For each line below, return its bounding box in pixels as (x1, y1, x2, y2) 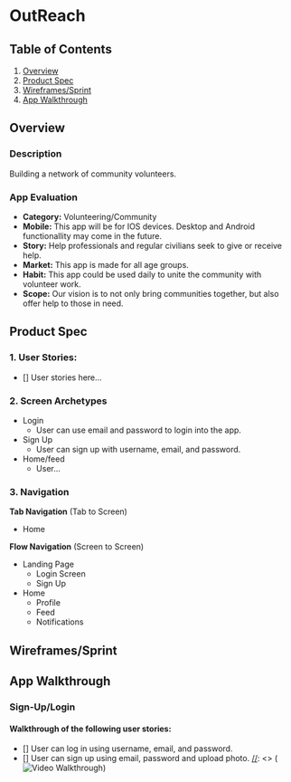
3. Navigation (9, 485, 70, 498)
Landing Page (22, 558, 75, 570)
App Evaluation (9, 191, 79, 204)
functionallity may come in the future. (22, 230, 163, 241)
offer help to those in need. (22, 298, 124, 309)
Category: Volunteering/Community (22, 211, 157, 222)
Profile (35, 597, 61, 608)
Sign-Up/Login (9, 701, 76, 713)
